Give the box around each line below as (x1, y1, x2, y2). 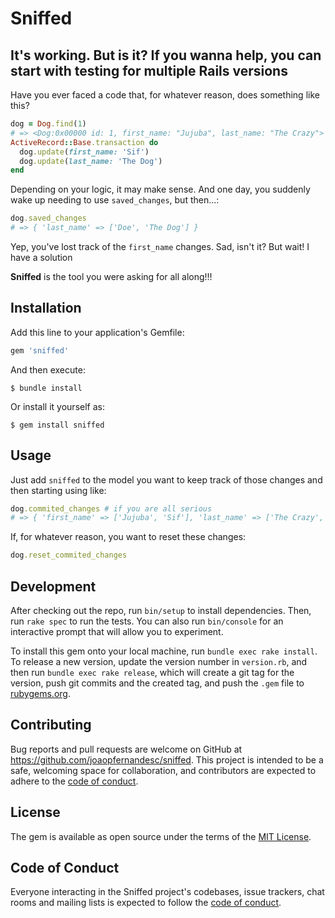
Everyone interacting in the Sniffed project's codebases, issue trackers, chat (10, 886, 325, 898)
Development (10, 578, 97, 595)
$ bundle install (10, 383, 83, 393)
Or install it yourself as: (10, 400, 105, 412)
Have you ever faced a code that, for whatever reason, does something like (10, 89, 320, 101)
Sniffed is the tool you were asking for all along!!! (10, 271, 213, 282)
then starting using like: (10, 484, 107, 496)
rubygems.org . (10, 687, 71, 699)
